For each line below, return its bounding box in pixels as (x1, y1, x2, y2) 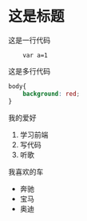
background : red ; (22, 90, 81, 98)
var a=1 (22, 51, 48, 59)
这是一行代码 (8, 35, 50, 45)
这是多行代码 (8, 66, 50, 76)
